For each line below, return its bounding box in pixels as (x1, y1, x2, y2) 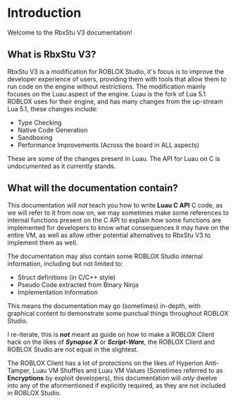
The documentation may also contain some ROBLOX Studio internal (7, 252, 203, 260)
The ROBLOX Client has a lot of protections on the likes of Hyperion (7, 359, 204, 367)
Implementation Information (17, 288, 99, 296)
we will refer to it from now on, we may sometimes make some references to (7, 208, 229, 217)
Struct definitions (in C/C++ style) (17, 273, 116, 281)
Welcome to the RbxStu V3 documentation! (7, 28, 132, 37)
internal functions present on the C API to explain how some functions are (7, 216, 222, 224)
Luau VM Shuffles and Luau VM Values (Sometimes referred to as (32, 366, 223, 374)
